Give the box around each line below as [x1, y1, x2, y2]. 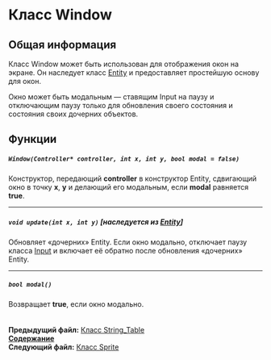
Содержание [8, 333, 55, 344]
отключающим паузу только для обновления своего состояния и [8, 101, 234, 110]
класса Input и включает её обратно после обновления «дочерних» [8, 246, 244, 256]
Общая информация [8, 38, 117, 52]
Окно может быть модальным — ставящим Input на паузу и [8, 92, 215, 102]
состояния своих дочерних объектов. [8, 109, 139, 119]
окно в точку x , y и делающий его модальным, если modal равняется [8, 182, 248, 192]
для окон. [8, 77, 42, 86]
